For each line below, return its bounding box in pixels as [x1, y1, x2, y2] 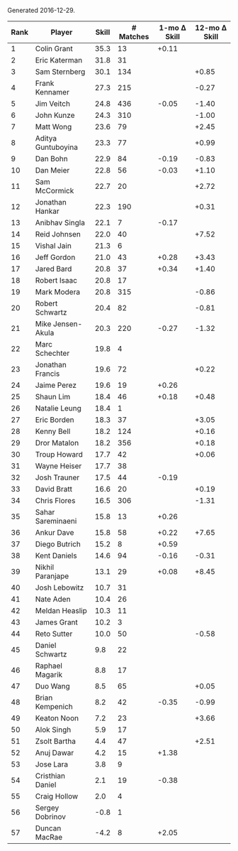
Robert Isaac [35, 276, 78, 285]
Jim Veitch [35, 99, 71, 109]
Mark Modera [35, 287, 80, 297]
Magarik [35, 670, 63, 679]
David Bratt [35, 484, 73, 494]
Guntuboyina [35, 142, 78, 152]
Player [50, 28, 73, 37]
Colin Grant [35, 44, 73, 53]
